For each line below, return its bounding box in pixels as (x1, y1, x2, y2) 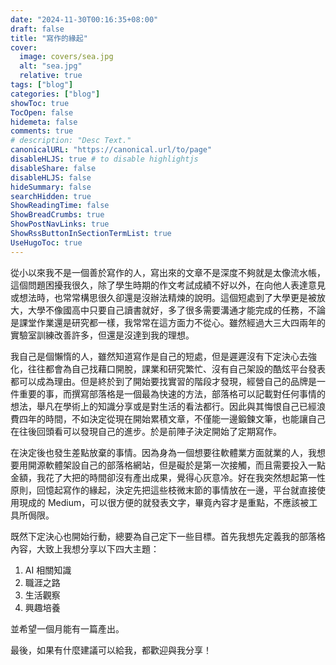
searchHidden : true (10, 191, 92, 201)
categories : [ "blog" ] (10, 89, 101, 99)
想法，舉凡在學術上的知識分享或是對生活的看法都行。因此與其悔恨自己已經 (10, 400, 317, 412)
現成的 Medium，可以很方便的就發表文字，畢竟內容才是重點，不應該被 (18, 496, 310, 508)
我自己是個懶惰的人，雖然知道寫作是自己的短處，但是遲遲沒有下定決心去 (10, 350, 308, 362)
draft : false (10, 24, 65, 34)
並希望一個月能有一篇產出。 (10, 622, 125, 635)
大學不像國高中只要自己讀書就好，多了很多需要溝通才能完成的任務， (27, 304, 308, 316)
